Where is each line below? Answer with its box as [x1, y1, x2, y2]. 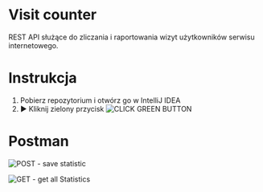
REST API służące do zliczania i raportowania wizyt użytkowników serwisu [8, 32, 255, 42]
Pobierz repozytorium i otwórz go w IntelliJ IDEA [19, 95, 181, 105]
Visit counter [8, 6, 97, 24]
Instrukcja [8, 69, 77, 88]
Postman [8, 133, 70, 150]
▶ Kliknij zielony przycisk [19, 104, 105, 113]
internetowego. [8, 40, 59, 50]
